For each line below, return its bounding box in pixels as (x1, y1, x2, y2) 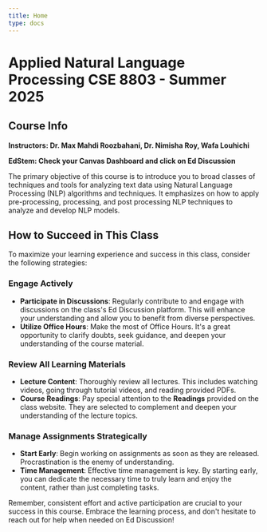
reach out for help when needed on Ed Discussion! (8, 515, 175, 525)
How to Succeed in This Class (8, 228, 159, 242)
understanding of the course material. (19, 339, 144, 348)
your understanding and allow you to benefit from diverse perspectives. (19, 313, 256, 323)
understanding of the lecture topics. (19, 411, 138, 420)
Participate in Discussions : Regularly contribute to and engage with (19, 296, 245, 306)
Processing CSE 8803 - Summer (8, 70, 227, 89)
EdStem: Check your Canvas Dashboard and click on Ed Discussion (8, 156, 236, 165)
